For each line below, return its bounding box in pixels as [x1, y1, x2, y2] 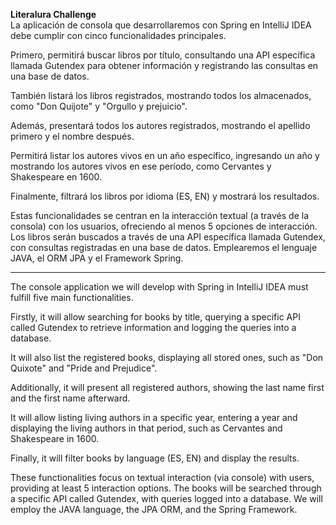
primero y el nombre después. [10, 130, 135, 142]
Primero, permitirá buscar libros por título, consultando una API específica [10, 49, 316, 61]
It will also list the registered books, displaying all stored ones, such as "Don [10, 352, 324, 363]
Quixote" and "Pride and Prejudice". [10, 362, 158, 374]
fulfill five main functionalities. [10, 292, 134, 303]
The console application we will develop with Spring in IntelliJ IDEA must [10, 281, 309, 293]
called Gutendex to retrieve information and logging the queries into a [10, 322, 297, 333]
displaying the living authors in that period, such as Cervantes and [10, 422, 283, 434]
